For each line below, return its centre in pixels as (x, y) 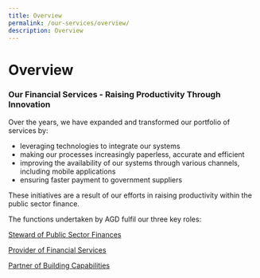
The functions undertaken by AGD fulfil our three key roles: (105, 219)
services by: (28, 130)
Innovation (29, 104)
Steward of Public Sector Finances (65, 234)
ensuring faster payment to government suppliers (101, 179)
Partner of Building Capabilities (59, 265)
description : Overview (46, 30)
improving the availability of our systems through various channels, (130, 162)
